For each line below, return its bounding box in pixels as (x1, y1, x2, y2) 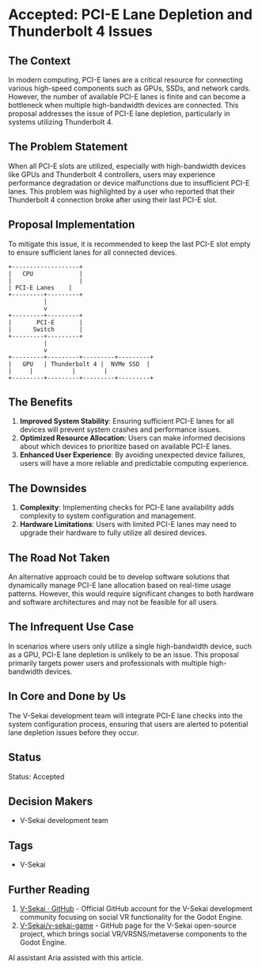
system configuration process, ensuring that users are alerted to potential (8, 719, 249, 729)
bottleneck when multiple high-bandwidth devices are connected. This (8, 101, 239, 110)
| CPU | (8, 270, 83, 278)
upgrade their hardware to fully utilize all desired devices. (19, 528, 207, 537)
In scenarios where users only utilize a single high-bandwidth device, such (8, 641, 252, 651)
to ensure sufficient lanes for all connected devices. (8, 248, 177, 257)
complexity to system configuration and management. (19, 511, 196, 521)
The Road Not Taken (8, 551, 111, 564)
